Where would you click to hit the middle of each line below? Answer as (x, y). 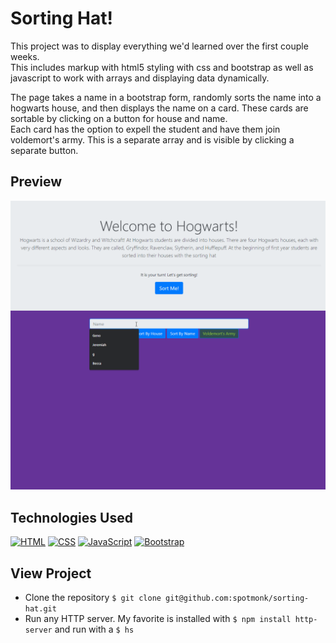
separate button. (44, 150)
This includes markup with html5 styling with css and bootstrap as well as (162, 67)
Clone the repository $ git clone (93, 598)
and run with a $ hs (94, 629)
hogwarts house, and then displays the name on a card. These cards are (159, 108)
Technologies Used (71, 517)
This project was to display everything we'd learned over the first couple (159, 46)
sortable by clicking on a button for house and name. (119, 118)
